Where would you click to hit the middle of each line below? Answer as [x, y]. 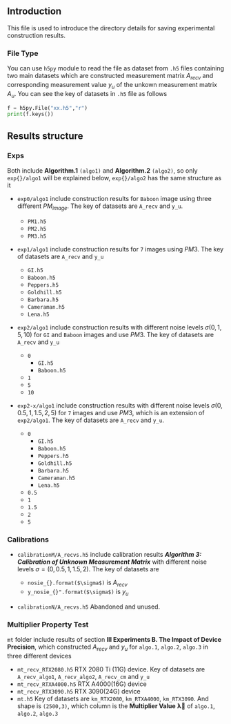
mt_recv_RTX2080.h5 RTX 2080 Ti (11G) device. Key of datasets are [111, 669]
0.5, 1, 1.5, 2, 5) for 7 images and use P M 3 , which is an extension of [111, 412]
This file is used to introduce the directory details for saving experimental [111, 28]
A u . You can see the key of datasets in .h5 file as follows [87, 94]
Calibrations [28, 540]
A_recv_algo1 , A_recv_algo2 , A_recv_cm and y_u [83, 676]
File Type [23, 53]
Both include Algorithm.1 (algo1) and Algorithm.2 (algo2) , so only [102, 170]
